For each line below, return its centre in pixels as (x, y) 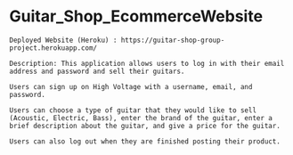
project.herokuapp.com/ (53, 48)
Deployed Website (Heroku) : (63, 40)
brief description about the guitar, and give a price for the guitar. (145, 126)
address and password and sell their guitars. (97, 71)
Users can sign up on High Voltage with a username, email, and (131, 86)
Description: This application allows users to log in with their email (147, 63)
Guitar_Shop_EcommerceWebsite (136, 16)
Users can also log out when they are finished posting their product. (145, 141)
